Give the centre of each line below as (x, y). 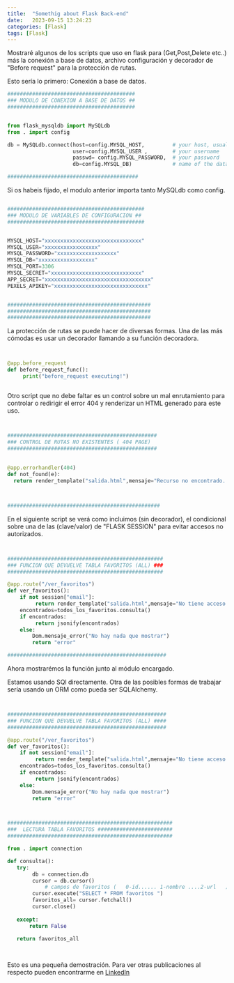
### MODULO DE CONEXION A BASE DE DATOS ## (71, 101)
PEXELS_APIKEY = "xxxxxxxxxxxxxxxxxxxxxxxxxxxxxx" (79, 286)
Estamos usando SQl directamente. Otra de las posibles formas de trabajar (114, 682)
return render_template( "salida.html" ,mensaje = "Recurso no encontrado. (120, 481)
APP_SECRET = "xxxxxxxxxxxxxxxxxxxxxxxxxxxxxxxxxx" (81, 280)
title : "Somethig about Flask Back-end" (68, 14)
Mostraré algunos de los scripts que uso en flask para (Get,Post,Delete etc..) (117, 53)
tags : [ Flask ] (28, 33)
